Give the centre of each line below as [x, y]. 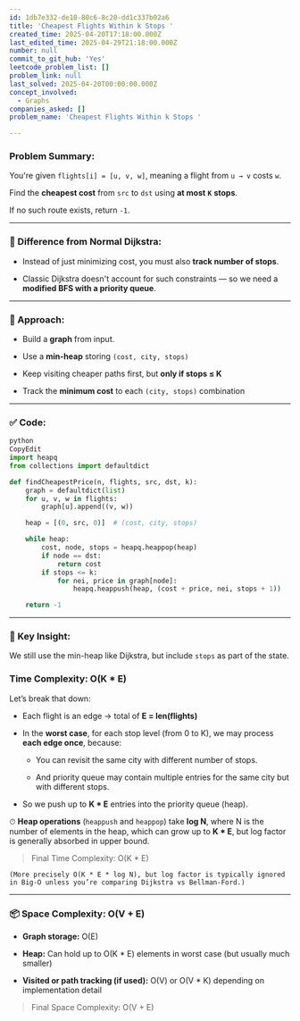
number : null [33, 51]
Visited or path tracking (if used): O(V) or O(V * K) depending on [143, 981]
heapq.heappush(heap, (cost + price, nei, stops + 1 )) [177, 589]
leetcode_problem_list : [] [59, 68]
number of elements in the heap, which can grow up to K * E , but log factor [148, 831]
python [21, 441]
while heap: [47, 540]
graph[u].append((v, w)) [87, 507]
